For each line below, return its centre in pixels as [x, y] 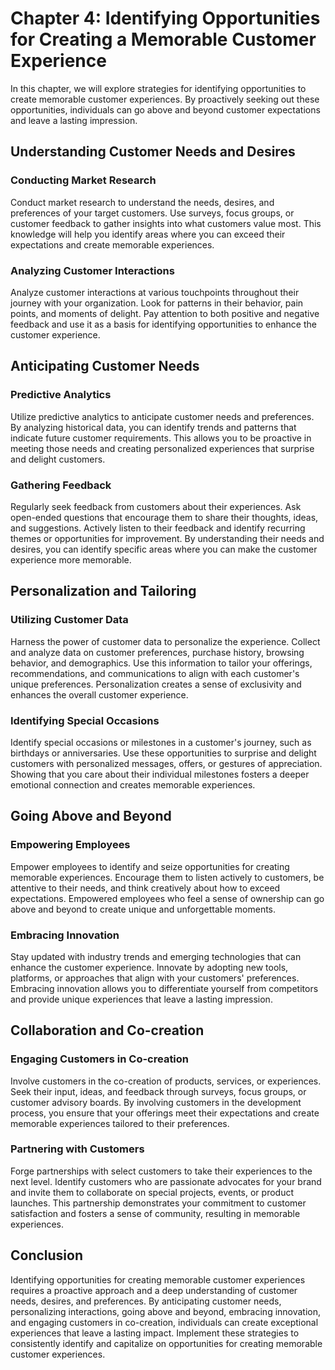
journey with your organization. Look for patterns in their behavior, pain [157, 303]
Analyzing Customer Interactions [92, 270]
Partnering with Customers [77, 1149]
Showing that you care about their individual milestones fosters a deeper [160, 774]
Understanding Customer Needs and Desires [153, 152]
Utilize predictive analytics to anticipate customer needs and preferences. [162, 416]
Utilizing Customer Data [69, 620]
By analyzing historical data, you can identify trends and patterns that [153, 427]
